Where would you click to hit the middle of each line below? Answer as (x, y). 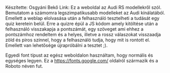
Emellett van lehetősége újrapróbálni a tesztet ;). (56, 45)
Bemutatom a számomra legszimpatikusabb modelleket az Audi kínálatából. (85, 13)
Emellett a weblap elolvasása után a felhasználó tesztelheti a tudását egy (82, 18)
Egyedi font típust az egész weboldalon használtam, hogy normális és (79, 55)
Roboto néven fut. (24, 66)
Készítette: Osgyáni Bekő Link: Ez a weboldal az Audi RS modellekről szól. (83, 7)
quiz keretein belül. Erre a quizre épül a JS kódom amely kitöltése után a (82, 23)
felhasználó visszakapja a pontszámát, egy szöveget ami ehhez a (74, 29)
